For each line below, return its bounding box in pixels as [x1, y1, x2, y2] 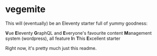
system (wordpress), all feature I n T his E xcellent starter [5, 35, 121, 41]
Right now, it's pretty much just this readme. [5, 45, 97, 51]
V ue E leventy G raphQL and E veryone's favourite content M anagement [5, 30, 152, 36]
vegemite [5, 4, 46, 15]
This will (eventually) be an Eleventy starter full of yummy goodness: [5, 20, 148, 26]
